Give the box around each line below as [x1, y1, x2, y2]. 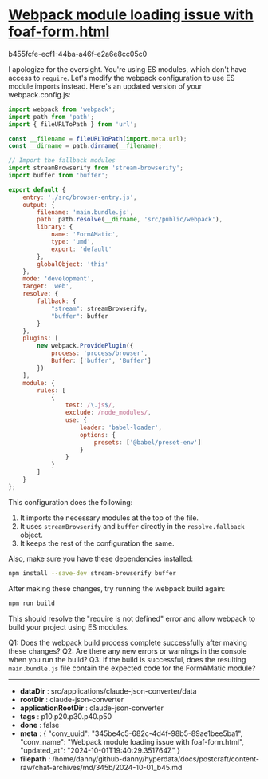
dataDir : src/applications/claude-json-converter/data [19, 686, 197, 696]
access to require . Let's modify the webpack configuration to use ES [8, 73, 235, 82]
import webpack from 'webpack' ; [8, 105, 116, 113]
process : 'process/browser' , [50, 349, 148, 357]
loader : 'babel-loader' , [79, 423, 162, 431]
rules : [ [37, 386, 66, 395]
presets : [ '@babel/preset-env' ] [93, 438, 202, 447]
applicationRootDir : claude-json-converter [19, 703, 164, 713]
